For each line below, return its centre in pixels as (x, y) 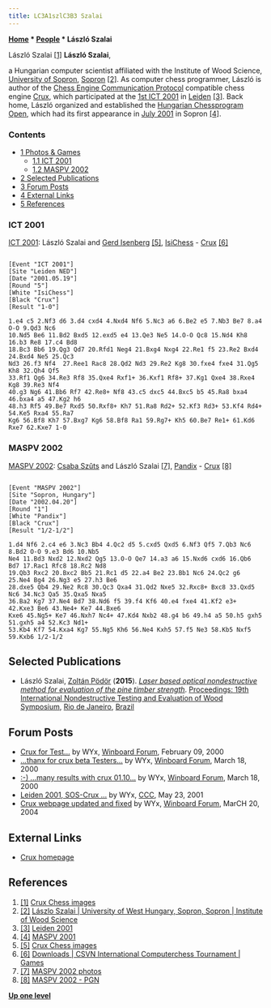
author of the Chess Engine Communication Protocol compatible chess (127, 88)
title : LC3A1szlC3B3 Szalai (56, 16)
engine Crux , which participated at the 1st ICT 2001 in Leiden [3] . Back (126, 96)
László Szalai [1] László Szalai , (60, 54)
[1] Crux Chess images (58, 902)
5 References (42, 204)
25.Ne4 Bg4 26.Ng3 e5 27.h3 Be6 (63, 580)
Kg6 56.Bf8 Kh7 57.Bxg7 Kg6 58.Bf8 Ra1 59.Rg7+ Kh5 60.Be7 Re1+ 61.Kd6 (131, 421)
